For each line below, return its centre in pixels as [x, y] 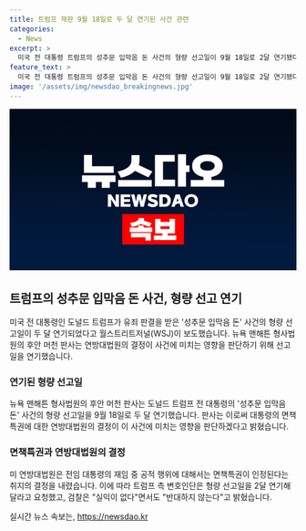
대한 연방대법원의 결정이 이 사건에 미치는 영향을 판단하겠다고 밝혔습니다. [161, 427]
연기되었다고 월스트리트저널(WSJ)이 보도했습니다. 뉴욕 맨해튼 [162, 334]
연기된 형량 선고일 [46, 381]
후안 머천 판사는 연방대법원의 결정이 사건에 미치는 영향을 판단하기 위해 [150, 345]
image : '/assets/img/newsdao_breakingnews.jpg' [102, 87]
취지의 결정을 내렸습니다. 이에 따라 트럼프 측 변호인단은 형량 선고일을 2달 [138, 485]
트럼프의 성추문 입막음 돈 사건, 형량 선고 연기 [126, 298]
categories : [32, 29]
